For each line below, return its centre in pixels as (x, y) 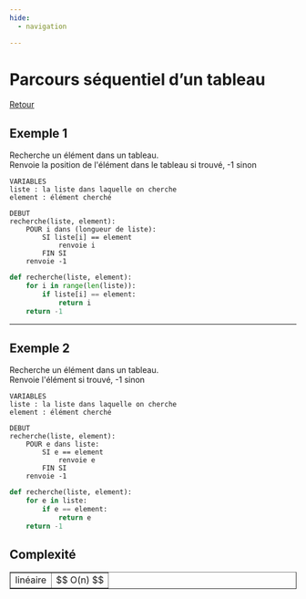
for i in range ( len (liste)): (81, 286)
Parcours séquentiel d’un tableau (138, 79)
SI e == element (73, 452)
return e (75, 518)
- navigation (42, 26)
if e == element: (75, 510)
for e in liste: (57, 501)
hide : (20, 18)
